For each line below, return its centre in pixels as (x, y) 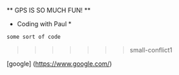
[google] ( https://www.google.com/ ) (59, 64)
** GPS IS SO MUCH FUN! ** (49, 10)
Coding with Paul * (44, 24)
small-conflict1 (151, 50)
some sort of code (34, 37)
